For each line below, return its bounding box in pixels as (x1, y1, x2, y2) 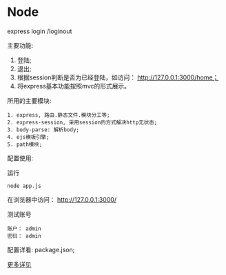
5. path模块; (7, 141, 43, 148)
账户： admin (7, 225, 41, 232)
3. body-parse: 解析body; (7, 126, 79, 133)
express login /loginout (7, 27, 72, 35)
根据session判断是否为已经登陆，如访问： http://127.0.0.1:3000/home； (17, 73, 219, 82)
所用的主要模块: (7, 96, 52, 104)
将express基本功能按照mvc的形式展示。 (17, 82, 131, 90)
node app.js (7, 182, 41, 189)
